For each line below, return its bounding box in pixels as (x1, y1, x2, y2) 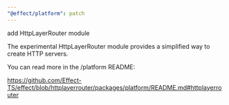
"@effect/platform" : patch (7, 10, 85, 17)
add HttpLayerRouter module (7, 29, 90, 37)
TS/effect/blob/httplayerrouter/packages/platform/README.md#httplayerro (7, 83, 222, 91)
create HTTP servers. (7, 49, 68, 58)
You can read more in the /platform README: (7, 62, 136, 71)
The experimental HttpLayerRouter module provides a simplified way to (7, 42, 210, 50)
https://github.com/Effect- (7, 76, 82, 84)
